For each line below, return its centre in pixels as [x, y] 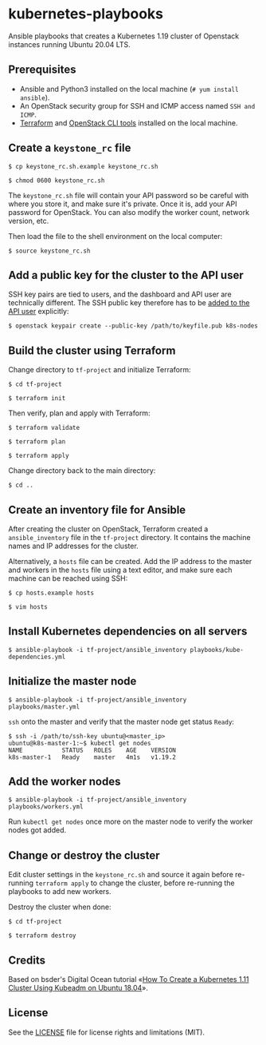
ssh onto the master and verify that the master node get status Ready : [121, 721]
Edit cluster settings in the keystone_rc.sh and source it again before [121, 875]
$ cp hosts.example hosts [51, 593]
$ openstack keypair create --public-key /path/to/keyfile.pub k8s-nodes [133, 326]
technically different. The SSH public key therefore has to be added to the [129, 303]
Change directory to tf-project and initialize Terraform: [100, 370]
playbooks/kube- [217, 650]
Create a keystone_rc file [70, 148]
